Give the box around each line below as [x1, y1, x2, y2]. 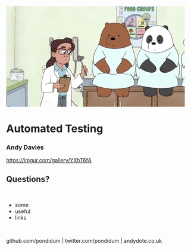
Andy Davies [6, 143, 44, 152]
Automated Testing [6, 122, 104, 135]
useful [14, 208, 31, 215]
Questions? [6, 174, 50, 184]
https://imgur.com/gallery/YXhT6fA [6, 157, 92, 164]
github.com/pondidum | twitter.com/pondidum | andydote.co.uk [6, 237, 162, 245]
